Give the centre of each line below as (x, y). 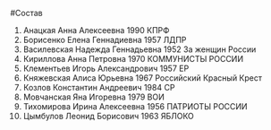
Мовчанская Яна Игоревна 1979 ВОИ (93, 97)
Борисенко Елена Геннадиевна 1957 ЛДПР (105, 40)
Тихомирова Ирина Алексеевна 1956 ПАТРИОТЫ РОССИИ (135, 106)
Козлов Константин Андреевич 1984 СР (99, 87)
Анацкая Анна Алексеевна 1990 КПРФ (96, 30)
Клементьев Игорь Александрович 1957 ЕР (106, 68)
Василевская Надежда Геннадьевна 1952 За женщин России (140, 49)
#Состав (26, 13)
